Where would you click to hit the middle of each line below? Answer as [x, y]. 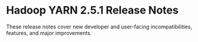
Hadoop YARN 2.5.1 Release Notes [92, 10]
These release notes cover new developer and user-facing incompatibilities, [99, 27]
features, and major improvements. [49, 33]
